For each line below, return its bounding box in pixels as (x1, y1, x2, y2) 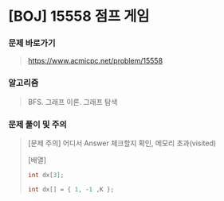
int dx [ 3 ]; (27, 172, 65, 180)
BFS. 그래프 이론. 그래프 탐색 (27, 97, 118, 106)
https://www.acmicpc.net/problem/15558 (27, 56, 163, 66)
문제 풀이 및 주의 (8, 118, 67, 129)
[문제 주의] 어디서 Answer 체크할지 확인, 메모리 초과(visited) (27, 138, 217, 148)
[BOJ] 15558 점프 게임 (8, 7, 150, 25)
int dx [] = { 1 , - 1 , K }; (27, 185, 114, 193)
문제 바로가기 (8, 37, 56, 48)
